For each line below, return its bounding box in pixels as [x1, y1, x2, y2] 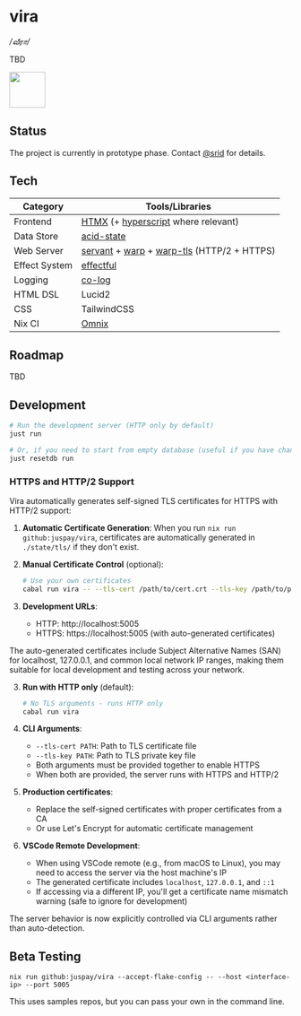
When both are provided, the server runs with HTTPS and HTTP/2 [35, 769, 279, 780]
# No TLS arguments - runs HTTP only [21, 699, 164, 708]
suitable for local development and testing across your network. [9, 664, 245, 674]
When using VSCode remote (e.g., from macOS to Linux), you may [35, 858, 280, 869]
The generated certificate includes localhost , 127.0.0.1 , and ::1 [35, 877, 275, 888]
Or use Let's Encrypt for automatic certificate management [35, 823, 254, 834]
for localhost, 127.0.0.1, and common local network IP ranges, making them [9, 655, 284, 665]
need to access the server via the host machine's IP [35, 867, 228, 878]
